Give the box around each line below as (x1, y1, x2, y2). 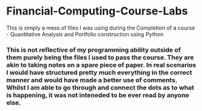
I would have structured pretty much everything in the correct (6, 68, 192, 77)
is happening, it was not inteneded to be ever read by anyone (6, 90, 190, 99)
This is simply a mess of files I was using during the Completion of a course (6, 24, 195, 31)
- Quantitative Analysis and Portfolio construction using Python (6, 30, 164, 37)
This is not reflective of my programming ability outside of (6, 45, 181, 54)
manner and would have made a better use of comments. (6, 75, 178, 84)
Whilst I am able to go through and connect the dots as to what (6, 83, 194, 92)
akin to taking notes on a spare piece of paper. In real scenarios (6, 60, 197, 69)
